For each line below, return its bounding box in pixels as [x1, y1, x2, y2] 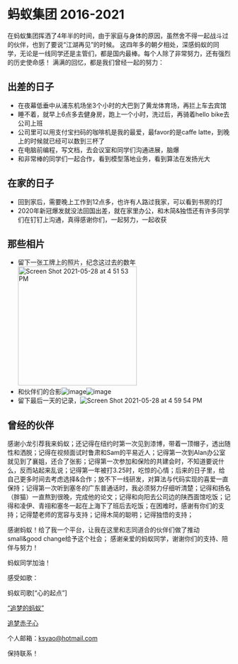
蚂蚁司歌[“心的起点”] [7, 589, 67, 597]
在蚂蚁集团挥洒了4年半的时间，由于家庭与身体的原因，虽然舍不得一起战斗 [7, 31, 223, 40]
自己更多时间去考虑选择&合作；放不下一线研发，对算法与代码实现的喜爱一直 [7, 475, 229, 483]
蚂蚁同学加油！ [7, 559, 51, 567]
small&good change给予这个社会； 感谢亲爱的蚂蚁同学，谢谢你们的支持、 [7, 535, 222, 543]
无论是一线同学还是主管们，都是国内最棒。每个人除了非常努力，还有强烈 [19, 49, 231, 58]
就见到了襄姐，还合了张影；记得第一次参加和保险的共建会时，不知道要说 [7, 457, 218, 466]
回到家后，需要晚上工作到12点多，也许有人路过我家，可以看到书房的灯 [17, 197, 223, 206]
